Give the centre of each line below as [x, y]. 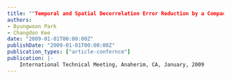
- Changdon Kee [29, 33]
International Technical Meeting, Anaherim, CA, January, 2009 [112, 65]
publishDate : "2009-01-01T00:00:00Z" [61, 45]
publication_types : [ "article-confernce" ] [69, 52]
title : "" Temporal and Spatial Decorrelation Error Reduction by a [106, 13]
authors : [20, 20]
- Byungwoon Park [32, 26]
